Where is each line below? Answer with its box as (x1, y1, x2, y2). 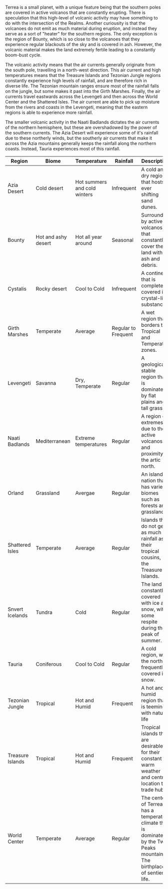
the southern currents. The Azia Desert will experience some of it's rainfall (5, 130, 158, 135)
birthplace (141, 863, 165, 870)
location (141, 780, 160, 787)
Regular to (111, 325, 136, 331)
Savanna (35, 380, 56, 386)
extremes (141, 419, 163, 426)
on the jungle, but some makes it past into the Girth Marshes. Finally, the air (5, 88, 161, 94)
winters (75, 191, 93, 198)
